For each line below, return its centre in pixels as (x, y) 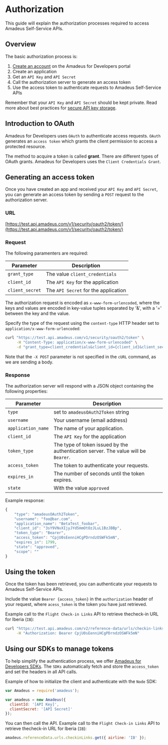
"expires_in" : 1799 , (35, 542)
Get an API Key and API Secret (44, 77)
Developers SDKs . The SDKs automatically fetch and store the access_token (82, 666)
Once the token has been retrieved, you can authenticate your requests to (81, 584)
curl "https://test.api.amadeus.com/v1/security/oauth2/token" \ (74, 337)
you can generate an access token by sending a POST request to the (74, 195)
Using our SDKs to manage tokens (59, 649)
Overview (21, 44)
